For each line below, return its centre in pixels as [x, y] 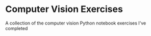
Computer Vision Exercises [64, 9]
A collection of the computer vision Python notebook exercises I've [76, 23]
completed [17, 28]
